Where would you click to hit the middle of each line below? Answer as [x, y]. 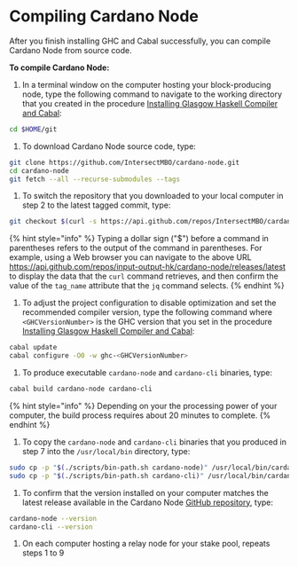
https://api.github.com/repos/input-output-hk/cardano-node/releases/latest [148, 267]
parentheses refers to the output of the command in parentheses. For [136, 248]
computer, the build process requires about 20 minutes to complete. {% [140, 415]
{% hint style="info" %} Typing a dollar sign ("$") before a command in [139, 239]
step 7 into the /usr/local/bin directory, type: [106, 451]
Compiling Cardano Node [104, 16]
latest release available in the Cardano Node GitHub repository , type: [147, 502]
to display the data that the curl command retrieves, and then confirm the [144, 276]
